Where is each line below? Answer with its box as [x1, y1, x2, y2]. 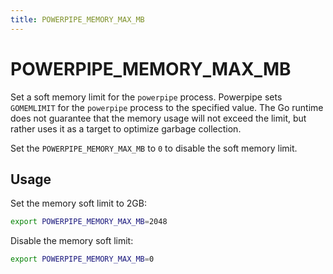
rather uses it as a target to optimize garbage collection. [10, 122, 242, 135]
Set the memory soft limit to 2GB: [10, 197, 147, 210]
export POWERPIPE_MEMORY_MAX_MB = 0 [10, 254, 155, 265]
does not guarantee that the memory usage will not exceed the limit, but [10, 112, 307, 124]
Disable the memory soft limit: [10, 235, 134, 247]
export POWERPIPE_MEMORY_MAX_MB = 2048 [10, 217, 168, 227]
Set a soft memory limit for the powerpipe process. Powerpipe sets [10, 91, 283, 103]
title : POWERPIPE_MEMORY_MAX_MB [10, 14, 145, 25]
